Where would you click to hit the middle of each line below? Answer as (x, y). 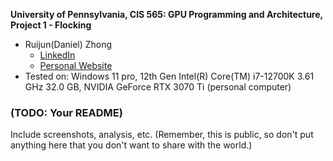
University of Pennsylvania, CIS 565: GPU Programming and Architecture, (166, 14)
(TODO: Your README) (66, 112)
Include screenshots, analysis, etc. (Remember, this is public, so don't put (162, 135)
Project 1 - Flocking (51, 25)
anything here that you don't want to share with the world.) (131, 145)
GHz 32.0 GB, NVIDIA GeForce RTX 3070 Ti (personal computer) (158, 87)
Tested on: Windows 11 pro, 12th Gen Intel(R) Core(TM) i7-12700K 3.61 (169, 76)
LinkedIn (57, 55)
